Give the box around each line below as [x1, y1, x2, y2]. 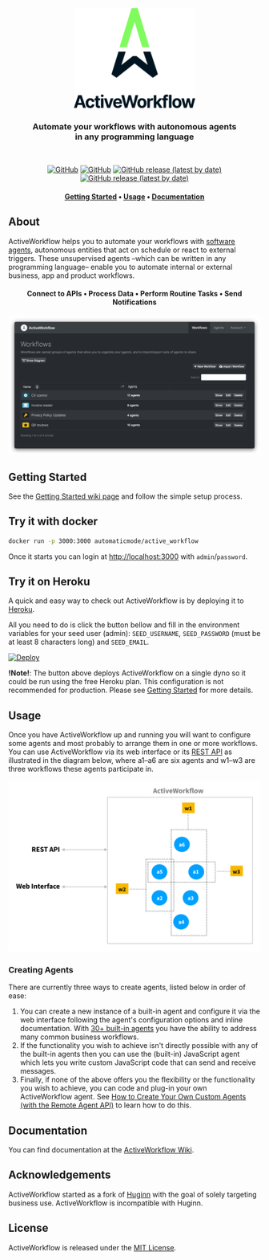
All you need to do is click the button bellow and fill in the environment [8, 620, 240, 630]
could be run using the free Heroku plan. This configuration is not [8, 677, 224, 687]
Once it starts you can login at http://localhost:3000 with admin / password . [8, 552, 248, 561]
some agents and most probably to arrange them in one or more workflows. [8, 739, 258, 748]
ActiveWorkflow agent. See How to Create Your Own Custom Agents [19, 1092, 247, 1102]
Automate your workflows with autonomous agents [32, 121, 237, 133]
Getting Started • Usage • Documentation [64, 191, 205, 202]
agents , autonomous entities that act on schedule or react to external [8, 245, 236, 255]
